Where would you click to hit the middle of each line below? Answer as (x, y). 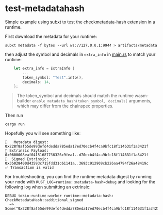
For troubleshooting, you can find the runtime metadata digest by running (78, 177)
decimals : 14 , (37, 82)
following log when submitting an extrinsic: (48, 187)
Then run (14, 116)
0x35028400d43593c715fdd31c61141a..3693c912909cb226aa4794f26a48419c (77, 164)
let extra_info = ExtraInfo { (44, 68)
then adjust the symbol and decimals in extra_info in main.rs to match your (80, 54)
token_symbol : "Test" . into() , (53, 77)
